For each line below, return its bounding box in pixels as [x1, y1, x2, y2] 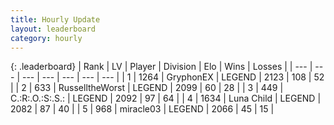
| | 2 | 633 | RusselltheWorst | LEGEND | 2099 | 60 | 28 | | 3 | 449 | [10, 82, 284, 94]
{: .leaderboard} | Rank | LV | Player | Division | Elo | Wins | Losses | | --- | [10, 61, 313, 73]
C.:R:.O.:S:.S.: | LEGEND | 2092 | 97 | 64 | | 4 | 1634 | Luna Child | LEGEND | [10, 92, 322, 105]
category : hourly [10, 33, 83, 43]
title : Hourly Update [10, 14, 101, 25]
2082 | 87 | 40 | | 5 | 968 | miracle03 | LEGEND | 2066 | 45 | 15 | [10, 103, 275, 115]
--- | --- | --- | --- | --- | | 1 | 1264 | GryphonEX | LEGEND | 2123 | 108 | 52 [21, 71, 325, 83]
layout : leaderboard [10, 24, 97, 34]
